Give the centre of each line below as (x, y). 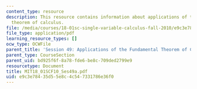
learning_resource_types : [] (42, 39)
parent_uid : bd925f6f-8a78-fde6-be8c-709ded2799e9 (69, 60)
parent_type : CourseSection (40, 55)
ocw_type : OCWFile (28, 44)
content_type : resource (35, 11)
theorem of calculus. (38, 22)
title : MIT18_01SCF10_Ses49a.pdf (47, 71)
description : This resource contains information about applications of (97, 17)
